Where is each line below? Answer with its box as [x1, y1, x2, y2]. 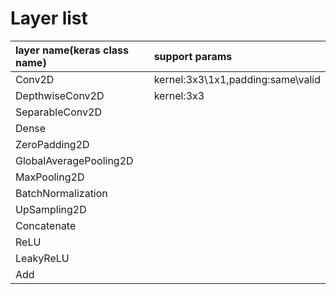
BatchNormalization [15, 186, 108, 200]
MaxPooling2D [15, 170, 85, 184]
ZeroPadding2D [15, 137, 90, 151]
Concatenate [15, 218, 77, 232]
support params [153, 49, 233, 63]
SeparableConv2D [15, 105, 102, 119]
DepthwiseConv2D [15, 88, 105, 102]
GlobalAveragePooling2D [15, 153, 134, 167]
